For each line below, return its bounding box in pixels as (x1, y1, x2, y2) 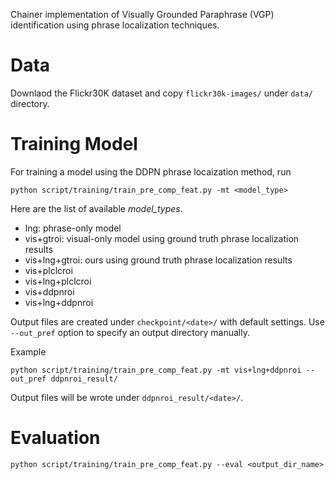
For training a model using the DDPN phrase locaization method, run (10, 165, 292, 178)
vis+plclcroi (24, 264, 73, 276)
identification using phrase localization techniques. (10, 19, 220, 31)
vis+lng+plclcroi (24, 275, 92, 287)
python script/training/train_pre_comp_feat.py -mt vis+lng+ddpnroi (10, 365, 302, 375)
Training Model (10, 133, 138, 156)
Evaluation (10, 427, 101, 449)
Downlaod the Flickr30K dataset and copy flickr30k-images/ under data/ (10, 87, 313, 99)
